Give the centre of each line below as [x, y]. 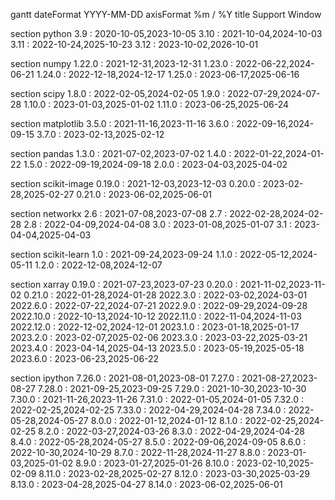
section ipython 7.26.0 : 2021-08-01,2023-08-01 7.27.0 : [125, 378]
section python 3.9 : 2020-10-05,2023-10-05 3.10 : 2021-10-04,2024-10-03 [166, 33]
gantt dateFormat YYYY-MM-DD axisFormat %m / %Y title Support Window [166, 14]
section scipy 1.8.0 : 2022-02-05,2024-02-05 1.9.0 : [118, 93]
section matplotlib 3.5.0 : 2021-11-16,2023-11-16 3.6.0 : [122, 123]
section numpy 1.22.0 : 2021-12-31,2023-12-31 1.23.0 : [122, 63]
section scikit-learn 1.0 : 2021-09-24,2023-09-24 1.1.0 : [124, 254]
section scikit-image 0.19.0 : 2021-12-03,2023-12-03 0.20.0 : [135, 183]
